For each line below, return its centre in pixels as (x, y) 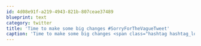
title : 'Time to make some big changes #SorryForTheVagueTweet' (88, 28)
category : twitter (29, 23)
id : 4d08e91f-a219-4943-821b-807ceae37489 (60, 12)
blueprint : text (26, 17)
